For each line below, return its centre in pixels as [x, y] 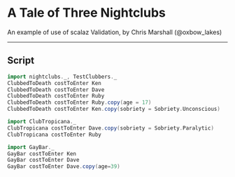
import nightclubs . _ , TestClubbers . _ [62, 77]
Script [21, 61]
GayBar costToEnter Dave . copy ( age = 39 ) [64, 167]
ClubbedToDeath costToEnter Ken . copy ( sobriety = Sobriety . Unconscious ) [114, 109]
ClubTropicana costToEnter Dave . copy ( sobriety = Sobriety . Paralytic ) [111, 128]
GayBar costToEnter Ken [42, 154]
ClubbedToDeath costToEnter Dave [56, 90]
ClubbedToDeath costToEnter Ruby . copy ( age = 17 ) [79, 102]
